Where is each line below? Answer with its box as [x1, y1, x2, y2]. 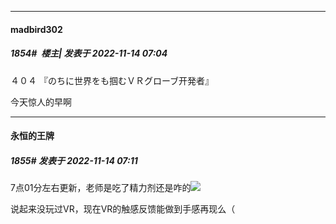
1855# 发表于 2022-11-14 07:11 [10, 154, 138, 166]
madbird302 [10, 23, 63, 35]
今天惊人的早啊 [10, 96, 72, 108]
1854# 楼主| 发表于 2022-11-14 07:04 [10, 47, 168, 60]
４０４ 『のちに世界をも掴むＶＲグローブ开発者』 [10, 74, 215, 86]
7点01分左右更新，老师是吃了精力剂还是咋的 [10, 182, 192, 194]
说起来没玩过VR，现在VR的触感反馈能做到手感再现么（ [10, 203, 236, 215]
